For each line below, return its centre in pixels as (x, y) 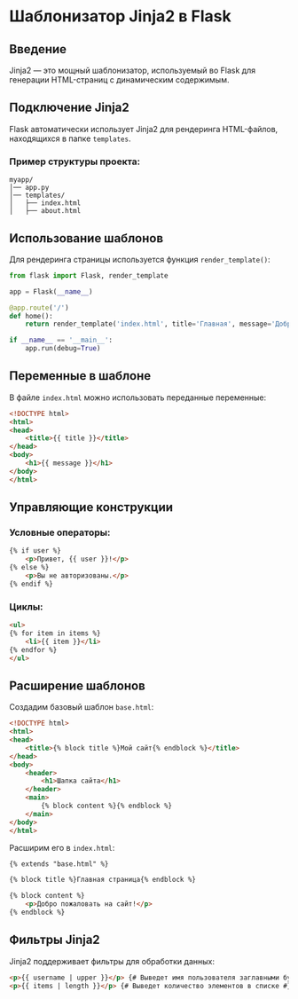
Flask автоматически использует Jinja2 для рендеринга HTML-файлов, (144, 129)
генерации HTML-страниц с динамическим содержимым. (119, 80)
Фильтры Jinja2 (55, 940)
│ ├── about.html (45, 211)
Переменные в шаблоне (80, 376)
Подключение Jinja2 (70, 108)
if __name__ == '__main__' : (61, 340)
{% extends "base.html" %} (59, 864)
